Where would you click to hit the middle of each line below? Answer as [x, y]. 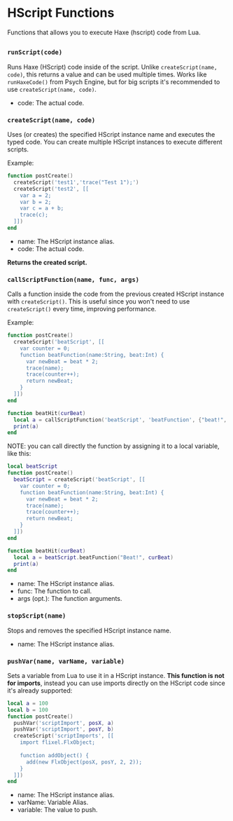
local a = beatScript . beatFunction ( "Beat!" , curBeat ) [93, 557]
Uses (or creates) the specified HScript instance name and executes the [111, 134]
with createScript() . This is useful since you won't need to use [99, 301]
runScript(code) [35, 53]
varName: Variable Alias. [53, 802]
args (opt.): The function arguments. [70, 599]
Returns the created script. [47, 262]
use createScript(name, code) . [52, 89]
